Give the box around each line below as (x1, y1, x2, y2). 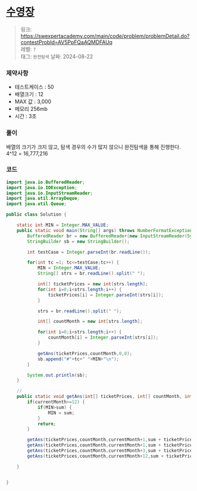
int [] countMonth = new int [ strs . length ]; (37, 319, 143, 325)
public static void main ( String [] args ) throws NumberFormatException (16, 227, 193, 233)
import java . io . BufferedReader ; (6, 179, 85, 185)
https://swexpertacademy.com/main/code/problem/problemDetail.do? (20, 32, 190, 39)
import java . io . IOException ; (6, 185, 77, 190)
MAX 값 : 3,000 (14, 98, 52, 105)
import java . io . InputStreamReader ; (6, 190, 93, 196)
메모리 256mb (14, 105, 48, 112)
